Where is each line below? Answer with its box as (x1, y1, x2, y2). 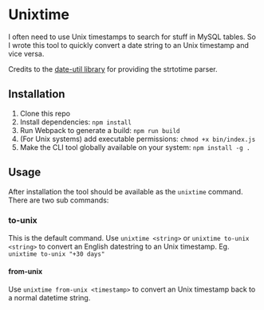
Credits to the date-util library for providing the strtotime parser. (8, 64, 218, 73)
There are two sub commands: (8, 195, 109, 205)
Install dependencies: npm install (19, 117, 132, 127)
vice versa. (8, 49, 45, 58)
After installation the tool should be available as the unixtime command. (8, 186, 243, 196)
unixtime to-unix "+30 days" (8, 249, 105, 258)
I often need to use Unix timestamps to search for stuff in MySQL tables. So (8, 32, 257, 41)
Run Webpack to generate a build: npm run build (19, 125, 180, 135)
